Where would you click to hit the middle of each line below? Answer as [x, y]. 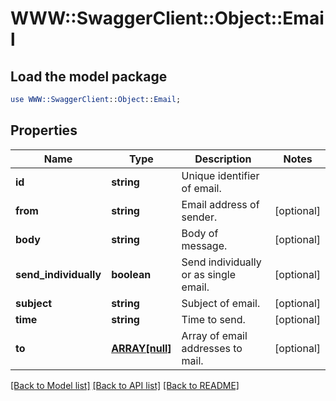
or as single [209, 274]
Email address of [220, 204]
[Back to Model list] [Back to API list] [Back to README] [125, 385]
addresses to [212, 348]
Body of [200, 233]
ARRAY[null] [141, 348]
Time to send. [213, 319]
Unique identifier [220, 175]
